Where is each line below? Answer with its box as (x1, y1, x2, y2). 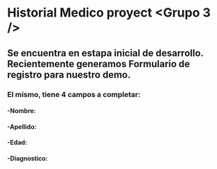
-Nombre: (7, 107, 36, 115)
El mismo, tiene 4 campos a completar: (7, 89, 141, 99)
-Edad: (7, 139, 28, 147)
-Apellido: (7, 123, 37, 131)
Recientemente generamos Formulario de (7, 57, 191, 70)
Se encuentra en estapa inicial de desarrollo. (7, 47, 204, 59)
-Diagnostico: (7, 154, 48, 162)
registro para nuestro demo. (7, 69, 131, 80)
